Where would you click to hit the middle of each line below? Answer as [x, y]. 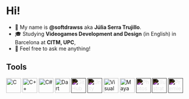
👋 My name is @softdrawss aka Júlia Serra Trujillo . [78, 27]
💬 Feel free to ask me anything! [52, 48]
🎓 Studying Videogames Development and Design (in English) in [95, 34]
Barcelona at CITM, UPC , [45, 42]
